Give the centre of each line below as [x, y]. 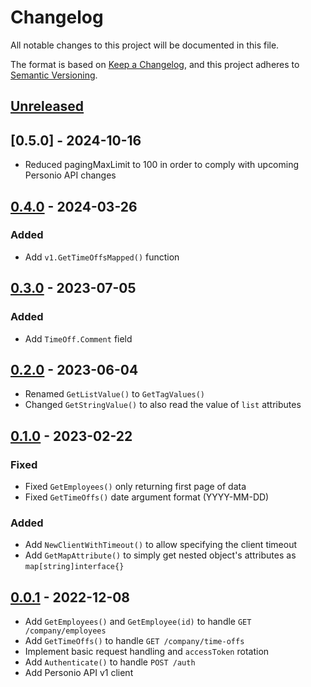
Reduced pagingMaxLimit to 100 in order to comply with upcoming [162, 165]
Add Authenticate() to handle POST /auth [110, 662]
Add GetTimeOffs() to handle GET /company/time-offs [134, 641]
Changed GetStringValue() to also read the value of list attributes [163, 405]
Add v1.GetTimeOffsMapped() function [102, 257]
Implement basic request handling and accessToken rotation [147, 652]
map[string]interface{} [74, 567]
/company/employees [65, 631]
